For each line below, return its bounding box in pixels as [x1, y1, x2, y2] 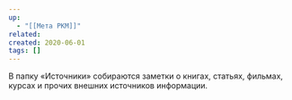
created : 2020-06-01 [8, 37, 86, 47]
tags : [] [8, 46, 41, 55]
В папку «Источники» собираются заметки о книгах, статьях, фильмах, [8, 71, 284, 81]
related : [8, 29, 41, 38]
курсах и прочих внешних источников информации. [8, 80, 208, 91]
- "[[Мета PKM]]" [16, 21, 82, 30]
